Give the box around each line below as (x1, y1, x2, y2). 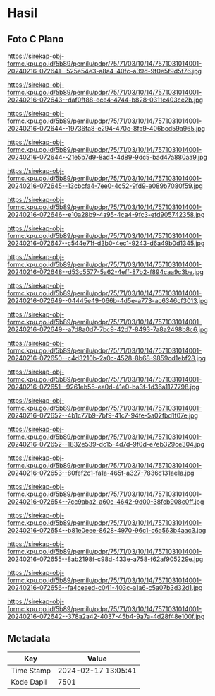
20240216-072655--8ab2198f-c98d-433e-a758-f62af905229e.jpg (7, 555, 204, 563)
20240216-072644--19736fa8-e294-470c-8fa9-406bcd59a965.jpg (7, 124, 206, 132)
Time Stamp (11, 666, 51, 676)
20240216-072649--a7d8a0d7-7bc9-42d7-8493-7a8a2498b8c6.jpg (7, 325, 208, 334)
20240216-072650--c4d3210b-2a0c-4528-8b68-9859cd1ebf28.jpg (7, 354, 207, 362)
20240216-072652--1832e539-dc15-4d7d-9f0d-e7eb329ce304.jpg (7, 440, 204, 448)
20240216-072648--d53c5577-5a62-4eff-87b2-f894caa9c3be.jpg (7, 268, 204, 276)
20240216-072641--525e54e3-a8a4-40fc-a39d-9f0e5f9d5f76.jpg (7, 67, 202, 75)
